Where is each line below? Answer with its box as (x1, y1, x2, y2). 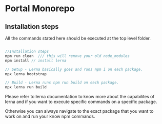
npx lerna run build (5, 85, 47, 90)
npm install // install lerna (5, 58, 67, 63)
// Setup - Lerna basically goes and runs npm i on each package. (5, 67, 143, 72)
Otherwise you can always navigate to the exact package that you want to (5, 108, 154, 114)
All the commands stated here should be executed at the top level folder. (5, 35, 151, 41)
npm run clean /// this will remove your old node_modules (5, 53, 130, 59)
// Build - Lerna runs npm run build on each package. (5, 80, 119, 85)
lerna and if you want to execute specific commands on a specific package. (5, 99, 157, 105)
